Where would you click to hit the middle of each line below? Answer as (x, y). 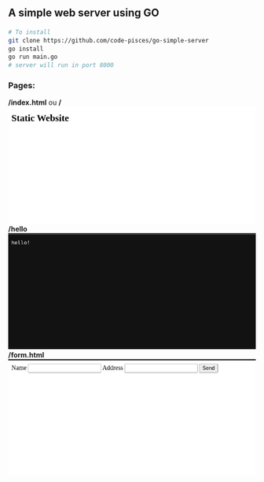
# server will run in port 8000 (61, 65)
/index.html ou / (35, 102)
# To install (29, 32)
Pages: (22, 86)
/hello (18, 228)
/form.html (26, 354)
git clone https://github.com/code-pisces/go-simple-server (109, 40)
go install (26, 49)
